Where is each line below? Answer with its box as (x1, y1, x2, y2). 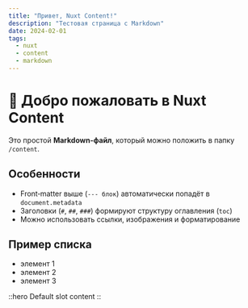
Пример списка (8, 238, 92, 252)
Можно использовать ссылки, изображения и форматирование (19, 214, 241, 224)
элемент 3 (19, 276, 57, 286)
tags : (8, 34, 27, 43)
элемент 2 (19, 268, 57, 277)
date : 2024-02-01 (8, 27, 67, 35)
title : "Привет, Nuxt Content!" (8, 11, 117, 20)
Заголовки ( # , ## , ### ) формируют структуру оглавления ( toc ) (19, 206, 233, 215)
